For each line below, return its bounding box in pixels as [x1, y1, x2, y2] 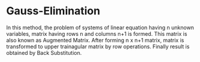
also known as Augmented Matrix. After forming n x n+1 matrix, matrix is [6, 36, 184, 44]
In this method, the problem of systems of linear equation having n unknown [6, 24, 195, 31]
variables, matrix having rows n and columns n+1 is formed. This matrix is [6, 30, 187, 37]
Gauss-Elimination [6, 4, 101, 18]
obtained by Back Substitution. [6, 49, 82, 56]
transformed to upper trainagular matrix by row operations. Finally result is [6, 43, 190, 50]
